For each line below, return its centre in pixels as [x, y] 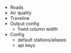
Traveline [20, 18]
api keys [26, 45]
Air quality [21, 13]
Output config [25, 23]
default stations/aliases [42, 40]
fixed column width [38, 29]
